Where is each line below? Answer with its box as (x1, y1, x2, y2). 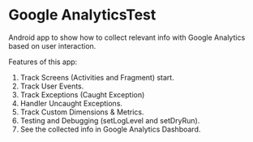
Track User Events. (19, 81, 84, 91)
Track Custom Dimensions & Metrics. (19, 107, 144, 117)
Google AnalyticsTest (8, 6, 157, 24)
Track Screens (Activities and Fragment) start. (19, 72, 174, 82)
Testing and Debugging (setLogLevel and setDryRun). (19, 115, 200, 125)
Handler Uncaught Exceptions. (19, 98, 123, 108)
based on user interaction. (8, 41, 96, 50)
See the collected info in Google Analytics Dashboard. (19, 124, 201, 134)
